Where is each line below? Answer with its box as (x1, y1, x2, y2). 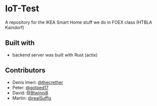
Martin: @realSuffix (12, 95, 52, 101)
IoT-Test (5, 3, 39, 14)
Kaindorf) (5, 24, 25, 30)
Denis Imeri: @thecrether (12, 79, 63, 85)
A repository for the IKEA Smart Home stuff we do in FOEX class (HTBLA (5, 19, 153, 25)
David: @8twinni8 (12, 90, 48, 96)
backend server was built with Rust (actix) (12, 52, 98, 58)
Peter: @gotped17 (12, 84, 49, 90)
